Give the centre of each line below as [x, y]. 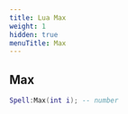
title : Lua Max [38, 18]
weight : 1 [28, 26]
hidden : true [34, 34]
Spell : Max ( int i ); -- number [64, 100]
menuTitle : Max [38, 43]
